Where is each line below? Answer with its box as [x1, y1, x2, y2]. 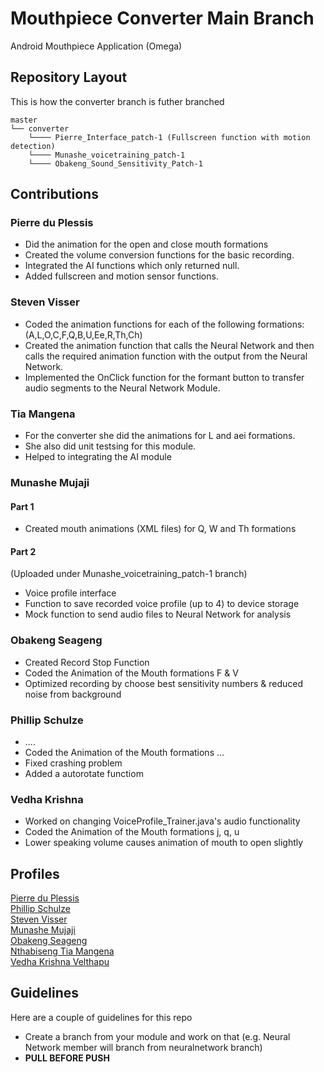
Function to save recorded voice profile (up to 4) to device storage [24, 598, 300, 610]
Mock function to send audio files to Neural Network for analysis [24, 608, 292, 621]
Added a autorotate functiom [24, 767, 144, 779]
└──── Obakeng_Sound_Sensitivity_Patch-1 [28, 158, 203, 169]
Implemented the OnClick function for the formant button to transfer [24, 371, 305, 383]
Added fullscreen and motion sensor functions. [24, 270, 219, 282]
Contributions [10, 186, 99, 203]
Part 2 [10, 545, 37, 557]
